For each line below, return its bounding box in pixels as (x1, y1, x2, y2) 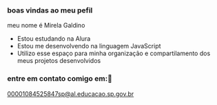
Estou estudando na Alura (17, 35, 91, 43)
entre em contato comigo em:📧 (7, 74, 112, 84)
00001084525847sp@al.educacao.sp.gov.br (7, 89, 134, 98)
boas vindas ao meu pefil (7, 6, 93, 15)
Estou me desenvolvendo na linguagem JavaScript (17, 42, 161, 50)
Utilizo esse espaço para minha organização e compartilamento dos (17, 49, 211, 57)
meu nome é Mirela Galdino (7, 21, 85, 30)
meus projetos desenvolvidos (17, 57, 101, 65)
